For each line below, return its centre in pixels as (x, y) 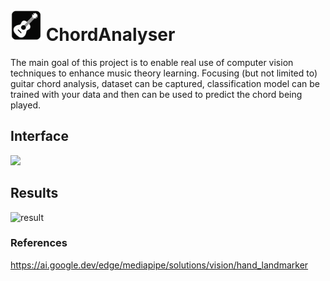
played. (25, 105)
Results (34, 193)
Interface (39, 136)
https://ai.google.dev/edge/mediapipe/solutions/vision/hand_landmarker (159, 265)
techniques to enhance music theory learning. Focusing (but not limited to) (164, 73)
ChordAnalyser (110, 35)
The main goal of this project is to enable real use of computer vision (152, 62)
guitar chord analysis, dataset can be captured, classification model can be (165, 83)
